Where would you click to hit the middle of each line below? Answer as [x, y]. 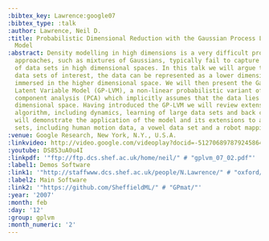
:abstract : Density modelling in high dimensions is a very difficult [128, 53]
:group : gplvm [31, 218]
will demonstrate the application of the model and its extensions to [135, 120]
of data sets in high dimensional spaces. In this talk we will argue [135, 68]
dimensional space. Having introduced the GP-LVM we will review [126, 105]
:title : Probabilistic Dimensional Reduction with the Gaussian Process [132, 38]
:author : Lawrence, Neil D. [55, 31]
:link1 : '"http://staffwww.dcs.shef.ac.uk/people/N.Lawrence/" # [119, 173]
